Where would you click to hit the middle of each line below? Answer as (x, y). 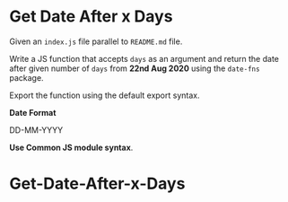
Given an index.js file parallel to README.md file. (96, 41)
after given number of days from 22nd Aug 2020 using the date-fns (135, 68)
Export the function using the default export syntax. (105, 95)
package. (26, 77)
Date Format (33, 112)
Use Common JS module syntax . (71, 147)
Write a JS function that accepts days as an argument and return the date (144, 58)
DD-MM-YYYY (36, 130)
